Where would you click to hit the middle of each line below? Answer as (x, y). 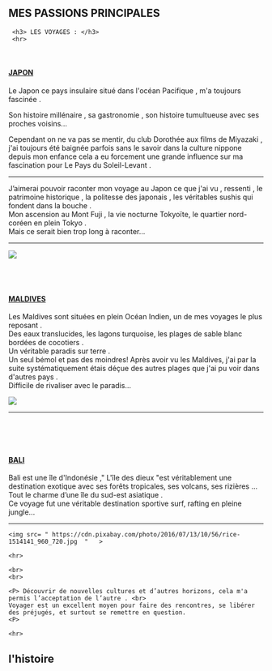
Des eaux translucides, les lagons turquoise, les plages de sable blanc (125, 334)
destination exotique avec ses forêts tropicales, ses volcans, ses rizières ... (133, 486)
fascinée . (25, 100)
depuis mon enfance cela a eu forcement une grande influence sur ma (126, 156)
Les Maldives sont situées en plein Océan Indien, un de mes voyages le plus (136, 317)
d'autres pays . (33, 377)
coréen (20, 223)
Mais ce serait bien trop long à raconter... (77, 232)
